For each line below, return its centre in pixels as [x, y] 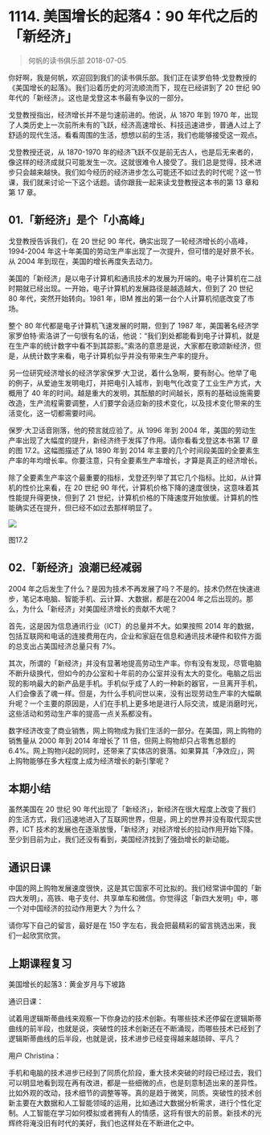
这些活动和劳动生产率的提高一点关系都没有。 [82, 713]
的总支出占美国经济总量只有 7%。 [64, 646]
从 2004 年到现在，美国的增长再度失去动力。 [83, 261]
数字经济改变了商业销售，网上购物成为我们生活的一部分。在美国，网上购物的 [135, 730]
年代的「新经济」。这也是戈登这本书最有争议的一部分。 [98, 97]
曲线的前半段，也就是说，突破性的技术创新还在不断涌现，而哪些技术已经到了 [135, 1028]
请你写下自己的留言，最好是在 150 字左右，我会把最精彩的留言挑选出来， [129, 926]
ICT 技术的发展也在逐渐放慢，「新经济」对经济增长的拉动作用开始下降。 [140, 829]
